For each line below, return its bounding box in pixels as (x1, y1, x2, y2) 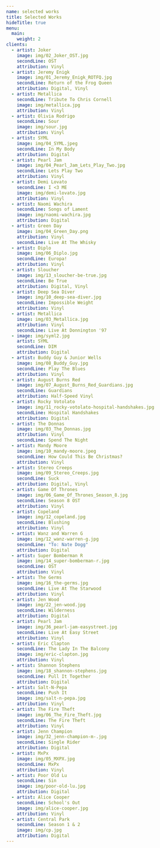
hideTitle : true (6, 20, 46, 25)
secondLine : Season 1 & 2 (17, 822, 81, 828)
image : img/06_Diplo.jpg (17, 251, 78, 256)
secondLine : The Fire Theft (17, 717, 86, 723)
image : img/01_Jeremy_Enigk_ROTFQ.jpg (17, 74, 112, 80)
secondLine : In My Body (17, 146, 76, 152)
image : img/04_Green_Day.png (17, 228, 89, 234)
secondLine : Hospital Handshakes (17, 410, 99, 415)
